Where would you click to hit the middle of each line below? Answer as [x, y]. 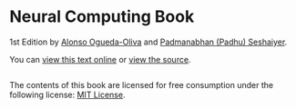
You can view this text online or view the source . [100, 59]
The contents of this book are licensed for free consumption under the [142, 84]
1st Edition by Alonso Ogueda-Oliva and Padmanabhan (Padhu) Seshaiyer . [148, 42]
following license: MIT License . [67, 94]
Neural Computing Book [102, 17]
